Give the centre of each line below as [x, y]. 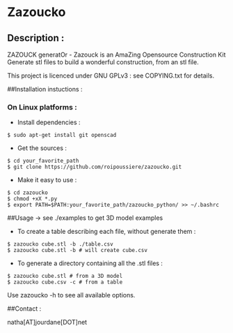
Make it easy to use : [47, 180]
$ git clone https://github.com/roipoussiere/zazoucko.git [95, 167]
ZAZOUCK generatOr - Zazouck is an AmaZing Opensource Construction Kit [116, 54]
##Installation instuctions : [45, 89]
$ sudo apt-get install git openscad [62, 135]
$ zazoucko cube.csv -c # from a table [65, 282]
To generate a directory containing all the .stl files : [90, 263]
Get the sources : [42, 148]
